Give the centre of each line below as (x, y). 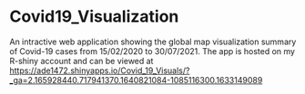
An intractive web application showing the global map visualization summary (153, 42)
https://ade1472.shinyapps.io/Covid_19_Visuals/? (100, 70)
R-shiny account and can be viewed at (81, 61)
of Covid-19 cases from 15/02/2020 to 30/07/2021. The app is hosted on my (152, 51)
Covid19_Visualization (94, 17)
